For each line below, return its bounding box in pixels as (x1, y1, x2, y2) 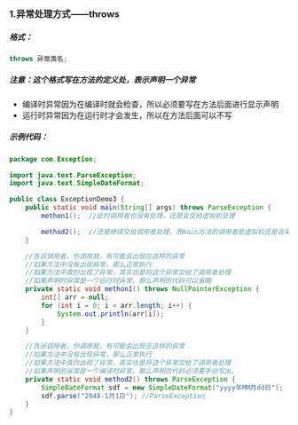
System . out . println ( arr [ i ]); (56, 309, 165, 319)
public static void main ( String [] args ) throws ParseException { (25, 203, 272, 212)
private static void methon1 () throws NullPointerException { (25, 285, 260, 294)
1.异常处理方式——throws (9, 7, 120, 20)
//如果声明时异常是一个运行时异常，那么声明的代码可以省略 (25, 277, 212, 286)
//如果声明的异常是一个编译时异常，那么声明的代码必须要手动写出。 (25, 366, 238, 376)
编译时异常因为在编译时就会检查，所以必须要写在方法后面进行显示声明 (21, 98, 279, 109)
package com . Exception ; (9, 154, 98, 163)
